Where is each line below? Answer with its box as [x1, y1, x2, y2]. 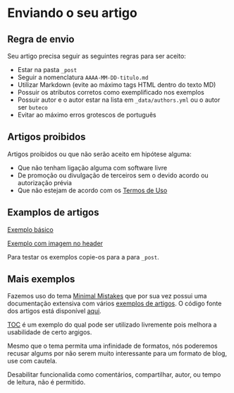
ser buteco [17, 103, 48, 111]
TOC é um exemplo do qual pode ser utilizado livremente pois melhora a [7, 320, 217, 329]
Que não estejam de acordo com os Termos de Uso [17, 186, 168, 194]
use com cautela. [7, 357, 58, 365]
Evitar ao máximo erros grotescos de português [17, 111, 156, 119]
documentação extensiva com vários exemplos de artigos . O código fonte [7, 299, 222, 308]
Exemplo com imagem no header [7, 239, 104, 247]
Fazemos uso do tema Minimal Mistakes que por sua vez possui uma [7, 292, 207, 300]
